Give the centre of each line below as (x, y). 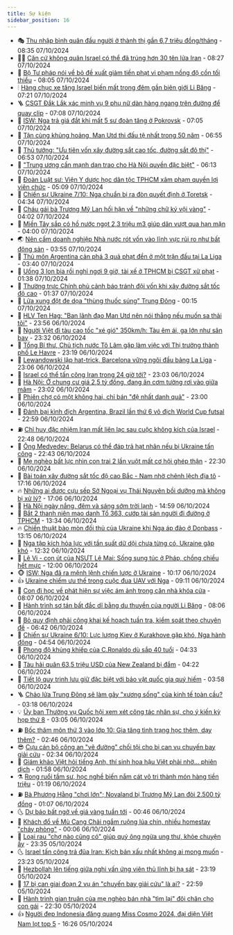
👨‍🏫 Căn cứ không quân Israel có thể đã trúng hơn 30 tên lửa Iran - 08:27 (120, 58)
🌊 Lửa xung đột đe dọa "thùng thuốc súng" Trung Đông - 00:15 (107, 300)
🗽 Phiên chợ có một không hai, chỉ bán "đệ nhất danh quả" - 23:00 (112, 396)
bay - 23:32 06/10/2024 (52, 337)
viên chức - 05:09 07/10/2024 (60, 187)
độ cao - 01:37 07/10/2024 (55, 293)
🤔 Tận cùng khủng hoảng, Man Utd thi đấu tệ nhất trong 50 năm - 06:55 (120, 135)
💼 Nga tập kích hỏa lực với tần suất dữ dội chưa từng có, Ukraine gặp (116, 543)
